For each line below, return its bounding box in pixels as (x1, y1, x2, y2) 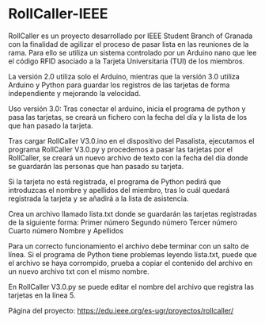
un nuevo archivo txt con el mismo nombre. (8, 267, 150, 276)
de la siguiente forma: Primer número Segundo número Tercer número (8, 217, 237, 227)
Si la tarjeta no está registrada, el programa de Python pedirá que (8, 176, 221, 186)
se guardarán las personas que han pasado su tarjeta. (8, 161, 184, 171)
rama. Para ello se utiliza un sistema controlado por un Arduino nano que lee (8, 48, 257, 57)
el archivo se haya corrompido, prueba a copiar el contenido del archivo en (8, 258, 253, 267)
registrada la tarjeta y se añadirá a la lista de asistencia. (8, 194, 189, 203)
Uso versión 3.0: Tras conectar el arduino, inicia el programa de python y (8, 104, 246, 113)
